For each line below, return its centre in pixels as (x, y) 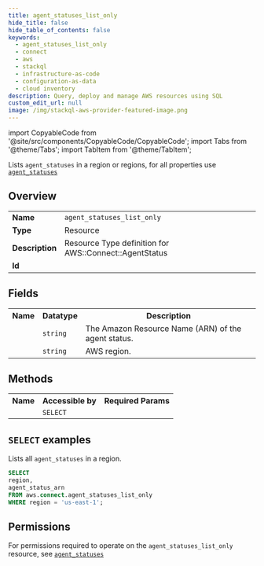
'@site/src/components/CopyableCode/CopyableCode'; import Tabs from (128, 141)
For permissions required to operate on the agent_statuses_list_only (121, 546)
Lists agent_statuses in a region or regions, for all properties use (112, 165)
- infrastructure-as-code (58, 74)
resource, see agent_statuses (56, 554)
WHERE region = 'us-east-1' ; (56, 502)
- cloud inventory (46, 88)
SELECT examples (50, 440)
